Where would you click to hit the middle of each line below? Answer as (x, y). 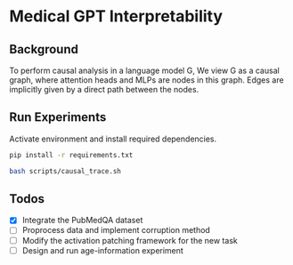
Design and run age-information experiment (103, 250)
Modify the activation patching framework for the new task (130, 240)
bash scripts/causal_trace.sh (65, 171)
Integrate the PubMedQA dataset (82, 221)
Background (44, 49)
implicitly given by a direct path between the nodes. (104, 89)
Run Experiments (58, 117)
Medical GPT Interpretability (116, 16)
